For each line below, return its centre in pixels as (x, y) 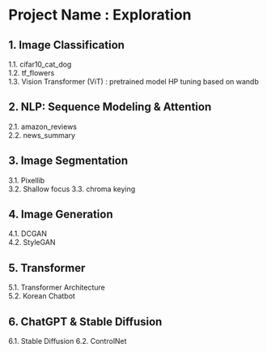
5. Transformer (47, 268)
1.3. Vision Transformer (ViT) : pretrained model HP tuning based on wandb (133, 82)
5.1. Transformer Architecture (57, 288)
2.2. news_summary (42, 135)
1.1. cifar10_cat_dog (40, 64)
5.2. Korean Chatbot (42, 296)
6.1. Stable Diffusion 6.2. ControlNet (68, 341)
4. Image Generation (61, 215)
